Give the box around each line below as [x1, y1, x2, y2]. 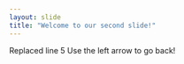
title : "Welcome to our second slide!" [9, 21, 157, 30]
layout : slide [9, 12, 62, 22]
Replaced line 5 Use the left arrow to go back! [9, 45, 176, 55]
